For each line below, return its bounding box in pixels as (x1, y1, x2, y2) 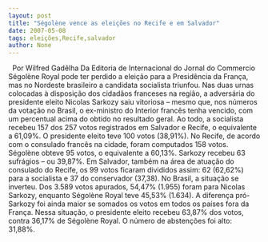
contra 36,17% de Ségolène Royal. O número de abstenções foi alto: (8, 216, 233, 226)
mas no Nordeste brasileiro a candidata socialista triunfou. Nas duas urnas (8, 81, 254, 90)
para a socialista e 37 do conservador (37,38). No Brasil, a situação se (8, 173, 239, 184)
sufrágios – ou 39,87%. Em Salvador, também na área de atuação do (8, 157, 234, 166)
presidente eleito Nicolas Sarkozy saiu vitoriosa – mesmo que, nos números (8, 97, 258, 107)
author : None (8, 42, 52, 50)
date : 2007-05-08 (8, 26, 66, 34)
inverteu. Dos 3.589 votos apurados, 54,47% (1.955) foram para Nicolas (8, 182, 246, 192)
